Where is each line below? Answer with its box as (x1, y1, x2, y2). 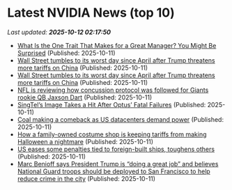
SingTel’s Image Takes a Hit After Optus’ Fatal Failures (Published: (17, 100, 206, 109)
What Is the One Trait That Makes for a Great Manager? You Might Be (17, 41, 217, 49)
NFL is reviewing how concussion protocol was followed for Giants (17, 86, 209, 94)
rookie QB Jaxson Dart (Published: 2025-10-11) (17, 93, 153, 102)
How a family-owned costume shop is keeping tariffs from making (17, 130, 207, 138)
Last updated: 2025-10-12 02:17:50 (7, 28, 111, 36)
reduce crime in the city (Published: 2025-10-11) (17, 174, 155, 182)
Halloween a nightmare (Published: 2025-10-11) (17, 137, 154, 145)
